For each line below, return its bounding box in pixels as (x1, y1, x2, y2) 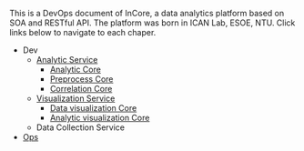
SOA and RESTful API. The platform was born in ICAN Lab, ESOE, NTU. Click (9, 17, 296, 28)
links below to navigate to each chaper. (9, 27, 157, 37)
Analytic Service (35, 55, 98, 65)
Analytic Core (49, 64, 102, 75)
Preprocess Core (49, 74, 114, 85)
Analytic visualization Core (49, 113, 150, 123)
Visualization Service (35, 93, 116, 104)
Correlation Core (49, 84, 113, 94)
